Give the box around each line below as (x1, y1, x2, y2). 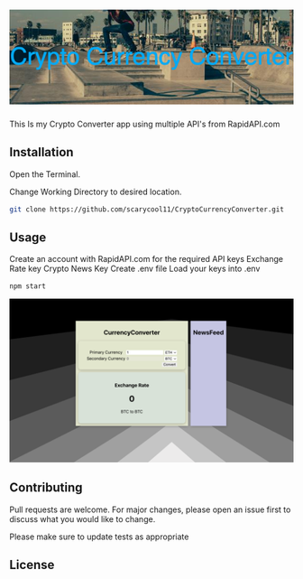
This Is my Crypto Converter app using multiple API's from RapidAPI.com (9, 118, 280, 129)
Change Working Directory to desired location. (9, 186, 182, 197)
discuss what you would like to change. (9, 513, 156, 524)
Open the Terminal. (9, 168, 81, 180)
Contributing (9, 480, 83, 496)
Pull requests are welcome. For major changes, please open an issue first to (9, 504, 291, 515)
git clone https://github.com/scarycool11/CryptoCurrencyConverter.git (9, 204, 284, 214)
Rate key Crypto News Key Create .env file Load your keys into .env (9, 263, 261, 275)
